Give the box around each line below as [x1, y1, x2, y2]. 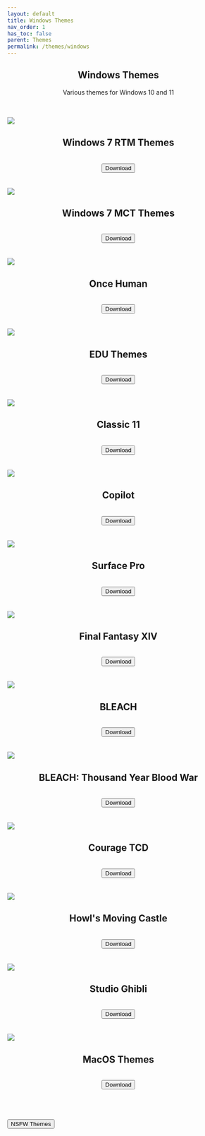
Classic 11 [96, 419, 141, 431]
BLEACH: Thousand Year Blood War [38, 771, 199, 784]
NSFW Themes [11, 1120, 51, 1128]
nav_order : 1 [7, 23, 46, 30]
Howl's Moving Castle [69, 912, 168, 925]
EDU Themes [89, 348, 148, 360]
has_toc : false [7, 30, 52, 37]
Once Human [89, 277, 148, 289]
